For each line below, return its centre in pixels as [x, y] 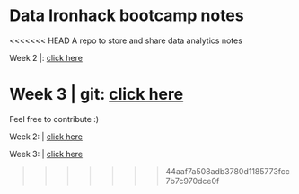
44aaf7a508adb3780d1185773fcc [228, 171]
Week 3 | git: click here [97, 94]
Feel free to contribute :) [54, 119]
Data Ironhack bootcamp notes [127, 16]
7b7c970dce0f [193, 181]
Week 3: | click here [46, 154]
